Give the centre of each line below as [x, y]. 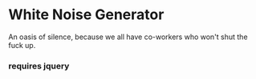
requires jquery [39, 65]
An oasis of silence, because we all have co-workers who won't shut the [128, 37]
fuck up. [22, 45]
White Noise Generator [86, 15]
